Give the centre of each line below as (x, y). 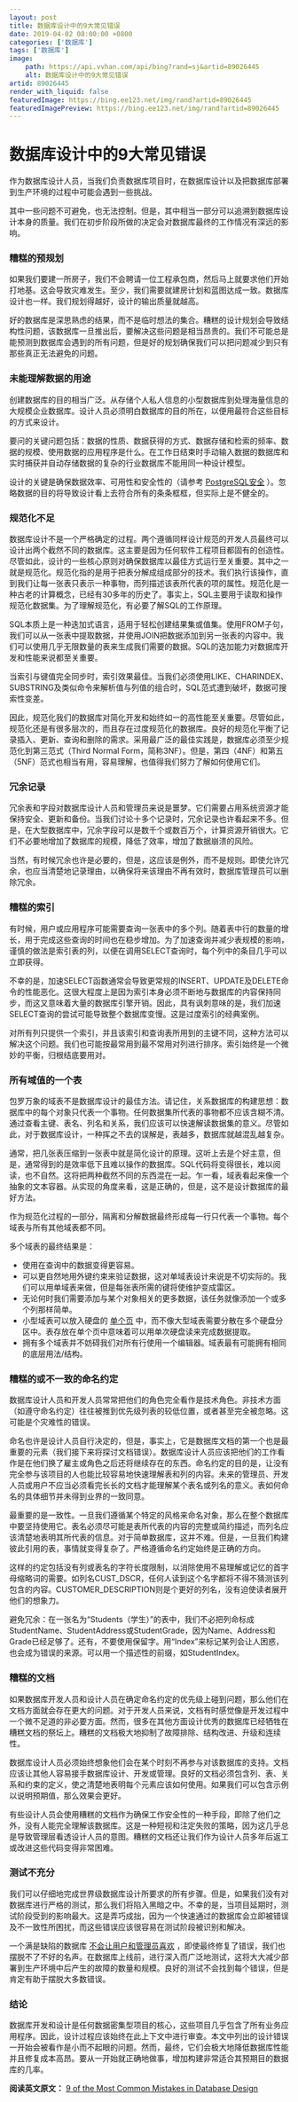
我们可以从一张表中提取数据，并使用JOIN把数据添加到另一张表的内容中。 (143, 636)
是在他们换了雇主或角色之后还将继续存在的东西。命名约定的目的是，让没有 (153, 1463)
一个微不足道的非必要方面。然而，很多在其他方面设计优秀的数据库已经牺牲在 (149, 1721)
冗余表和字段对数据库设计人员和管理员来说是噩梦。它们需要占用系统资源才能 (149, 808)
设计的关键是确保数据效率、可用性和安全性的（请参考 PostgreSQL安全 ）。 (144, 482)
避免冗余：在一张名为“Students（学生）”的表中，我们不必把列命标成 (132, 1620)
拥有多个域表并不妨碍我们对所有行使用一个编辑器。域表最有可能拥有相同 (154, 1342)
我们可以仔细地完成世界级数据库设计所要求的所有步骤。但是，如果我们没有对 (149, 1894)
